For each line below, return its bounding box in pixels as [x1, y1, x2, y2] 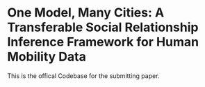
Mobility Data [7, 49, 87, 65]
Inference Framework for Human [7, 35, 199, 50]
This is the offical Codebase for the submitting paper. [7, 71, 160, 80]
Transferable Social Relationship [7, 19, 199, 35]
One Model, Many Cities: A [7, 5, 165, 21]
